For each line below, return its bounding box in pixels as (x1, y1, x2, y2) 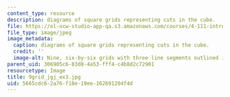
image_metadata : (7, 36, 53, 42)
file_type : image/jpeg (7, 29, 72, 36)
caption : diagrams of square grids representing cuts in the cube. (13, 42, 210, 48)
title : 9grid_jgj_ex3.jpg (7, 73, 81, 81)
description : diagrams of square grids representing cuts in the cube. (7, 16, 216, 23)
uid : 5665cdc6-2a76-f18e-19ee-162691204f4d (7, 80, 133, 87)
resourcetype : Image (7, 67, 66, 74)
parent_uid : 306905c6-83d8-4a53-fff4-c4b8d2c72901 (7, 61, 155, 68)
